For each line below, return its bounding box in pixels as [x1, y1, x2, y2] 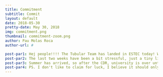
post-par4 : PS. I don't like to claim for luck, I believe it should [5, 65, 149, 70]
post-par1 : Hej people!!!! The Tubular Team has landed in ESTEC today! [5, 51, 155, 56]
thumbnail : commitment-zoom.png [5, 34, 70, 39]
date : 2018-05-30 [5, 20, 40, 26]
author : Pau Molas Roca [5, 38, 53, 43]
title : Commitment [5, 7, 42, 12]
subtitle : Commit [5, 12, 40, 16]
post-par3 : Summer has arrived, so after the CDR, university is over [5, 61, 151, 65]
